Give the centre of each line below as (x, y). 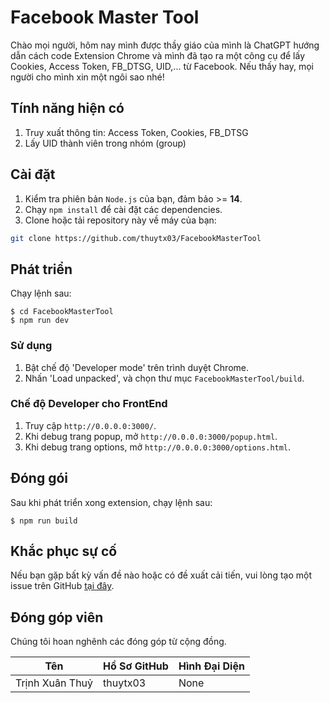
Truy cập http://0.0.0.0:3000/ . (90, 425)
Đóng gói (39, 478)
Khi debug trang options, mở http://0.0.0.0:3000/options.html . (158, 447)
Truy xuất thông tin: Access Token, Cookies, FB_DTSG (136, 132)
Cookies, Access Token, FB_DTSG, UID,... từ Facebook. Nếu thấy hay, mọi (162, 66)
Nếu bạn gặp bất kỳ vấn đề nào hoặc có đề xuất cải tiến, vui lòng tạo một (161, 575)
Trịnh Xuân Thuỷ (54, 683)
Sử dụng (31, 346)
